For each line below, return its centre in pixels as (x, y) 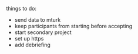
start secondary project (43, 32)
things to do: (21, 9)
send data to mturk (38, 20)
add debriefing (33, 45)
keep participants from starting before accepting (73, 26)
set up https (29, 38)
